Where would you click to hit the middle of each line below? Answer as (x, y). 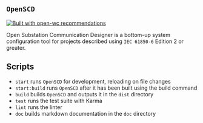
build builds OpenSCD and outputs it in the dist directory (84, 94)
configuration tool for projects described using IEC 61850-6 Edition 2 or (95, 41)
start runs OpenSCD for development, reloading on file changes (93, 81)
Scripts (20, 67)
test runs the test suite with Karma (59, 101)
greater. (16, 47)
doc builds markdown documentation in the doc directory (85, 113)
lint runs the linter (38, 107)
